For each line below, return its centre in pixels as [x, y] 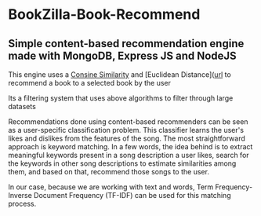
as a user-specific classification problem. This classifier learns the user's [126, 130]
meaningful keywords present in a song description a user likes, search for [129, 155]
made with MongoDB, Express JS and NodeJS [122, 55]
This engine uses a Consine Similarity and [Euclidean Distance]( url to [120, 75]
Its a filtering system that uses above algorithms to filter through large [121, 98]
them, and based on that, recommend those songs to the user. [109, 172]
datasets [22, 106]
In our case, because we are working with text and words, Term [111, 187]
